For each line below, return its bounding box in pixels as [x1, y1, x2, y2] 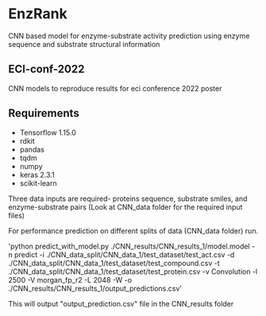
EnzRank [8, 5, 67, 23]
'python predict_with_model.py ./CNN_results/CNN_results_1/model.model [8, 241, 250, 251]
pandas [19, 145, 45, 154]
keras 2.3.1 [19, 170, 55, 179]
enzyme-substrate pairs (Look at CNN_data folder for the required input [8, 202, 243, 211]
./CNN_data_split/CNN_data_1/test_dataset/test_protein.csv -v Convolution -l [8, 267, 258, 276]
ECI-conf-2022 [8, 63, 85, 76]
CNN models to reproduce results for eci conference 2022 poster [8, 83, 222, 93]
